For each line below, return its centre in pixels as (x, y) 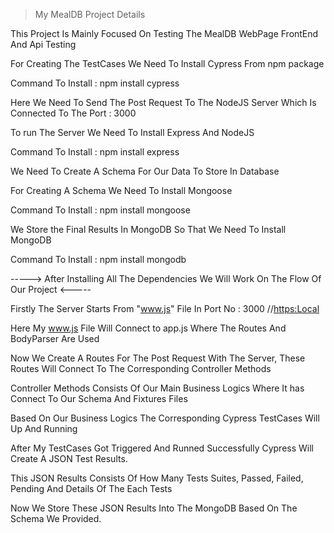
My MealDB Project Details (90, 14)
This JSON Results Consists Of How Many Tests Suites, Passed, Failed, (157, 478)
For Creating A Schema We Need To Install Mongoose (121, 190)
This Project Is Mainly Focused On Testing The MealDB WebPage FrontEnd (164, 33)
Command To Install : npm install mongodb (98, 259)
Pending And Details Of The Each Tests (91, 488)
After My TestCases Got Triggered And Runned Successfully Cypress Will (162, 448)
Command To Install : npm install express (95, 152)
